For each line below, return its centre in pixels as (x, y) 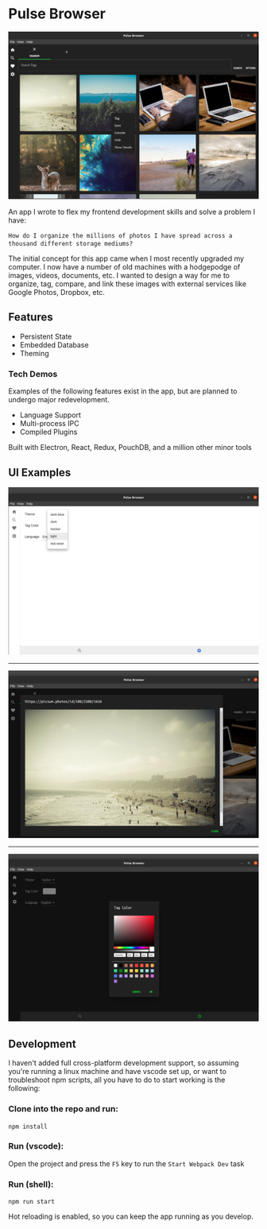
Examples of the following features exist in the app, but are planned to (123, 391)
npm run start (32, 1202)
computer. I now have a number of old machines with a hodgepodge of (124, 267)
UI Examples (40, 473)
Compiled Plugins (48, 432)
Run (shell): (31, 1184)
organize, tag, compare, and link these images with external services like (128, 284)
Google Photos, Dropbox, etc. (57, 293)
